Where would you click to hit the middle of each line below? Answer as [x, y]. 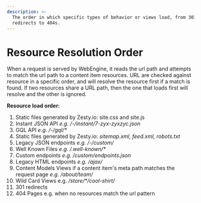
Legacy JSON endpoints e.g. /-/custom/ [64, 143]
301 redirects [32, 187]
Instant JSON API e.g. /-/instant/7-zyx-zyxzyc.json [78, 124]
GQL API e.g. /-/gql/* [41, 130]
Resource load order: [33, 106]
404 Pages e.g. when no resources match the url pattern [85, 193]
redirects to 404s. [36, 23]
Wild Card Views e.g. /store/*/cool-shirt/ [65, 181]
